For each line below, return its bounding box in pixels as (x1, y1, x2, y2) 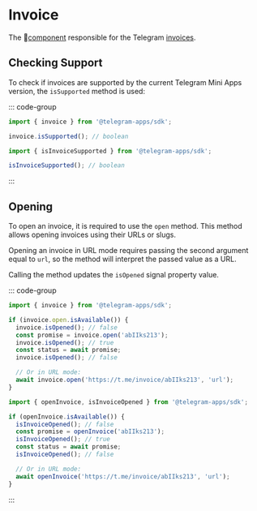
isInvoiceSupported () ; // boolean (8, 161, 126, 170)
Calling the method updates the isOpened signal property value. (8, 270, 219, 280)
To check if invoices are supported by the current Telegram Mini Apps (8, 77, 242, 87)
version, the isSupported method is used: (8, 86, 146, 96)
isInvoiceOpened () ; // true (15, 436, 111, 444)
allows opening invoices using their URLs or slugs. (8, 230, 177, 240)
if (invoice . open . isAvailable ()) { (8, 316, 129, 324)
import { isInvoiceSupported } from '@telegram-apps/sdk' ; (8, 147, 212, 155)
